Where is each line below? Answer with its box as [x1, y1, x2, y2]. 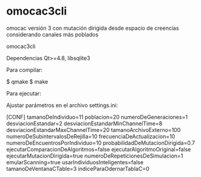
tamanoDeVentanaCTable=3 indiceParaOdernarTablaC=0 [6, 165, 150, 172]
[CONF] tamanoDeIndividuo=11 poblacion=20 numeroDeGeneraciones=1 [6, 113, 188, 120]
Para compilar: [6, 66, 43, 74]
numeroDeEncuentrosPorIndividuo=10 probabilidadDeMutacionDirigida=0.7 [6, 139, 196, 147]
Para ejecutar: [6, 89, 41, 97]
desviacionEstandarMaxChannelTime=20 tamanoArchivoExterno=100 [6, 126, 181, 133]
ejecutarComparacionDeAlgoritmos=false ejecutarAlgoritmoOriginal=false [6, 145, 191, 153]
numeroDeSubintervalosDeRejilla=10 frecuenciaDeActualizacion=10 [6, 133, 175, 140]
